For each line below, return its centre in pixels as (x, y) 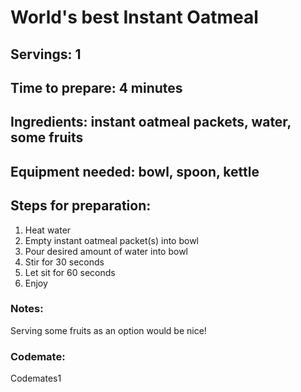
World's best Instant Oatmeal (134, 17)
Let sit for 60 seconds (70, 272)
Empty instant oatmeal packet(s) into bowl (112, 240)
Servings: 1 (46, 54)
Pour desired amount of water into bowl (106, 251)
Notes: (27, 309)
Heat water (48, 230)
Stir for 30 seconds (64, 262)
